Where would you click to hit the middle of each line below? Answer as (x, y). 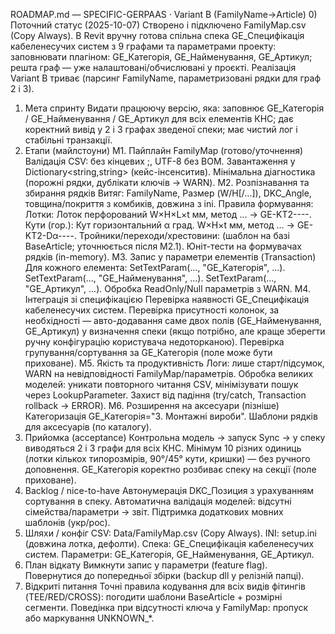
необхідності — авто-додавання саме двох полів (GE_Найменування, (173, 320)
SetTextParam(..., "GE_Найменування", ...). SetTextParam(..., (150, 278)
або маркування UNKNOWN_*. (89, 618)
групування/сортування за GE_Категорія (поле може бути (148, 352)
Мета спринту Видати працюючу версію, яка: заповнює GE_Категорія (174, 108)
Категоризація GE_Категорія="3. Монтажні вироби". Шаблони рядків (171, 416)
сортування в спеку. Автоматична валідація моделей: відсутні (158, 501)
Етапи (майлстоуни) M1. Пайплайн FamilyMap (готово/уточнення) (164, 150)
